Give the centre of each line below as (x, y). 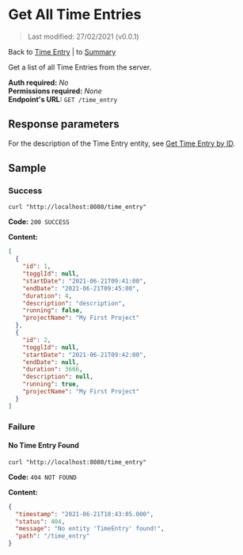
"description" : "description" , (74, 303)
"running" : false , (53, 310)
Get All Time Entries (75, 15)
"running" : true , (51, 384)
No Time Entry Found (44, 446)
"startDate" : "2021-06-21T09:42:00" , (85, 355)
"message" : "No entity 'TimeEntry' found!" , (90, 529)
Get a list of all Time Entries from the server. (80, 67)
